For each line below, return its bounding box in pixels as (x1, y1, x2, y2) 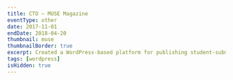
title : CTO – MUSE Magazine (7, 10, 89, 17)
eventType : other (7, 17, 58, 24)
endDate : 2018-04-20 (7, 29, 67, 37)
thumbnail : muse (7, 36, 54, 43)
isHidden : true (7, 62, 51, 69)
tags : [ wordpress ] (7, 56, 60, 63)
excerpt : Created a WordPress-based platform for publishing (7, 49, 188, 56)
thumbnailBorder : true (7, 42, 73, 49)
